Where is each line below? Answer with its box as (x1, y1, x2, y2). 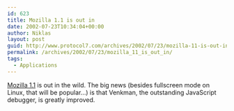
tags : (7, 55, 23, 62)
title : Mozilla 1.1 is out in (7, 17, 95, 24)
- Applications (13, 62, 58, 69)
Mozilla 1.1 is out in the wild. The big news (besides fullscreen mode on (7, 80, 210, 89)
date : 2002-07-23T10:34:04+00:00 (7, 23, 104, 30)
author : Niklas (7, 29, 52, 37)
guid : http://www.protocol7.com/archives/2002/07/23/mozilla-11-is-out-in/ (7, 42, 232, 49)
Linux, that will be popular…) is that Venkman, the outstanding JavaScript (7, 88, 217, 96)
